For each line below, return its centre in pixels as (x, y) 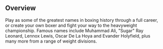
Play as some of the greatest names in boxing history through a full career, (82, 20)
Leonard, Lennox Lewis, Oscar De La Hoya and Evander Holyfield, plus (78, 36)
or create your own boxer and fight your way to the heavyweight (71, 25)
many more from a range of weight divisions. (51, 41)
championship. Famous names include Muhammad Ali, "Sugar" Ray (74, 30)
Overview (21, 8)
